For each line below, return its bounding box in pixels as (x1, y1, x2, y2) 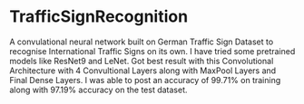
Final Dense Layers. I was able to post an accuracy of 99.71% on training (9, 74, 281, 85)
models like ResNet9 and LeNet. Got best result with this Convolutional (9, 55, 274, 66)
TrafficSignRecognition (9, 6, 189, 27)
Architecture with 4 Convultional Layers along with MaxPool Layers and (9, 65, 277, 76)
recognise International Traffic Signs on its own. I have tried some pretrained (9, 45, 296, 56)
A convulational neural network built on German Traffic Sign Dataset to (9, 36, 274, 47)
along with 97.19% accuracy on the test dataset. (9, 84, 188, 95)
